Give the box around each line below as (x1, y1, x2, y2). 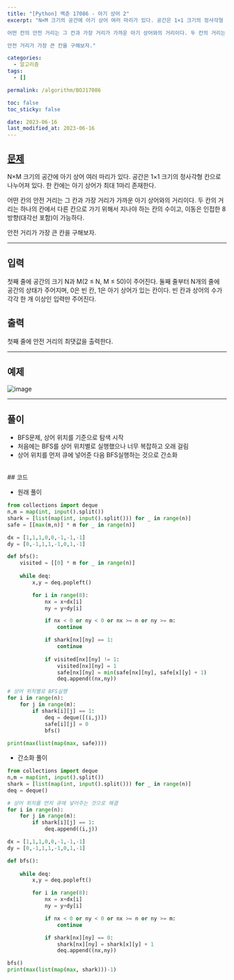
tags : (7, 68, 23, 75)
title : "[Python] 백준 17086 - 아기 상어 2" (7, 10, 130, 17)
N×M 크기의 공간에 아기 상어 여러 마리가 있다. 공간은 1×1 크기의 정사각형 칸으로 (7, 172, 221, 180)
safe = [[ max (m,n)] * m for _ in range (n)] (7, 521, 136, 528)
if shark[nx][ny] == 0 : (44, 934, 114, 941)
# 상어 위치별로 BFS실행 (7, 688, 68, 696)
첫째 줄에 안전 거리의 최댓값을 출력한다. (7, 337, 114, 345)
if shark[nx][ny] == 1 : (44, 637, 114, 644)
